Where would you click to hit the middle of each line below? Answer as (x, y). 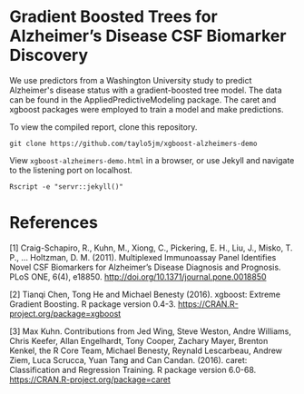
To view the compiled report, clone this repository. (103, 127)
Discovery (49, 55)
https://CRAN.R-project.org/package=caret (90, 379)
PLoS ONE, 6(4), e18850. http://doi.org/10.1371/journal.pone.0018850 (138, 276)
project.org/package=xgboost (65, 313)
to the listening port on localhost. (71, 170)
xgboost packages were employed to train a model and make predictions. (147, 109)
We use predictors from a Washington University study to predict (131, 80)
